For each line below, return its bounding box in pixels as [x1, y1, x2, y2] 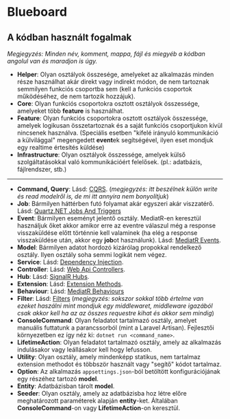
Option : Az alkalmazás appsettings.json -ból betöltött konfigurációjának [16, 367, 221, 375]
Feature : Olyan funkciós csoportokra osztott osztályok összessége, [16, 114, 208, 122]
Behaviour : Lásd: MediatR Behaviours [16, 287, 125, 295]
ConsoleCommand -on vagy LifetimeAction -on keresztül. [16, 404, 180, 412]
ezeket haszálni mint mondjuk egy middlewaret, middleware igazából [16, 302, 214, 310]
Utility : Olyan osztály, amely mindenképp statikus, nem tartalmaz [16, 353, 201, 361]
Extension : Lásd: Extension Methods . [16, 280, 123, 288]
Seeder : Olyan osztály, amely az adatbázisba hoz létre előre [16, 389, 187, 397]
